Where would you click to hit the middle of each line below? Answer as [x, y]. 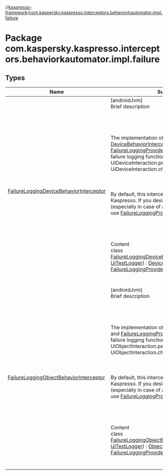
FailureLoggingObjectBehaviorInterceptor [56, 377]
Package [24, 38]
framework [16, 13]
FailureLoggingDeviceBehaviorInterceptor [57, 191]
